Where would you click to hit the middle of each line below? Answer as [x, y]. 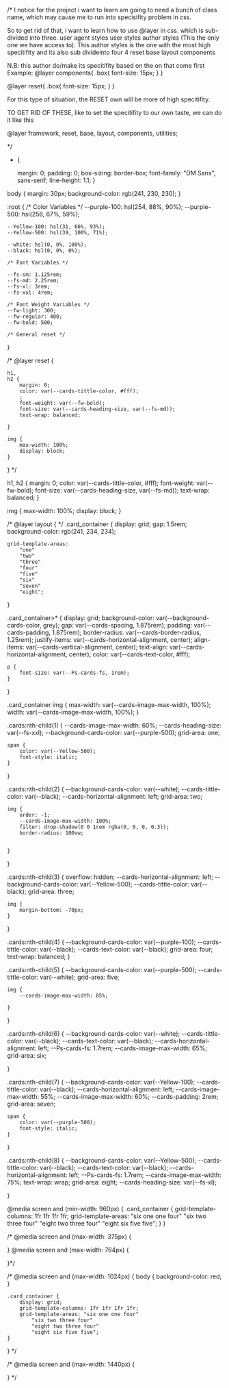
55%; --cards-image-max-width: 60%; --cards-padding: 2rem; [130, 1096]
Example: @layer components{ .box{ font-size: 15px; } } [85, 73]
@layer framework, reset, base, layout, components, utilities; [92, 133]
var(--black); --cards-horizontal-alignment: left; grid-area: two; [114, 796]
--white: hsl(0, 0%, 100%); [47, 245]
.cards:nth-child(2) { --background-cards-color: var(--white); [93, 789]
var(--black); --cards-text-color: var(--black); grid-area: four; [126, 949]
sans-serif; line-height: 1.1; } [56, 180]
